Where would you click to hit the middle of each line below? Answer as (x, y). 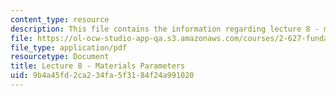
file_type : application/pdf (69, 47)
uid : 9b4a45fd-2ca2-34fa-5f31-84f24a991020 (102, 76)
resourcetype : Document (60, 57)
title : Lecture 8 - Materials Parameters (98, 66)
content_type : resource (60, 19)
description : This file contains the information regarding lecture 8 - (165, 29)
